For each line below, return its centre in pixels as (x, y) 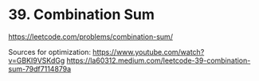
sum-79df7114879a (40, 68)
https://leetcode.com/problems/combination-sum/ (91, 37)
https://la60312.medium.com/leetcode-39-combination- (159, 60)
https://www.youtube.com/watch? (149, 52)
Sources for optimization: (50, 52)
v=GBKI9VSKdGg (37, 60)
